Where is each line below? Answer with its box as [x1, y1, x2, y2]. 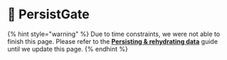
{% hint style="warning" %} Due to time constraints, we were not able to [7, 30, 221, 38]
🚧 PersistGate [7, 6, 90, 23]
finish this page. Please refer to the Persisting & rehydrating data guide [7, 37, 218, 45]
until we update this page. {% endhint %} [7, 44, 128, 53]
